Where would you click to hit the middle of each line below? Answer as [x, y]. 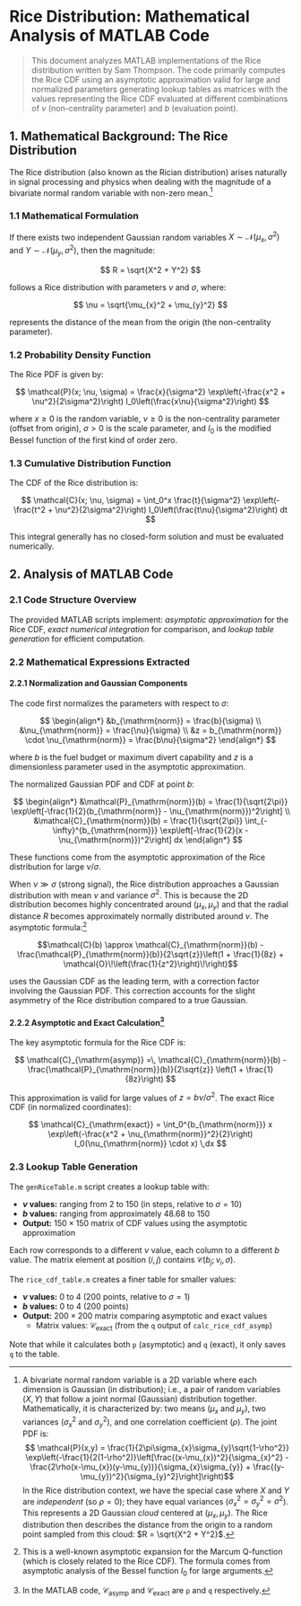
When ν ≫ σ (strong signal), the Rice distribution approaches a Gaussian [144, 884]
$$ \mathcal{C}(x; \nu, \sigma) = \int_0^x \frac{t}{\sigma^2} [131, 500]
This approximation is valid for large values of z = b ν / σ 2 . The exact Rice [142, 1097]
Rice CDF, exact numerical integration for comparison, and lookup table [142, 629]
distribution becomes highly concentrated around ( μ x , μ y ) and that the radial [149, 906]
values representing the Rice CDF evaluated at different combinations [159, 98]
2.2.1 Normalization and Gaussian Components [99, 684]
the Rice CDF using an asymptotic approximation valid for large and [155, 79]
